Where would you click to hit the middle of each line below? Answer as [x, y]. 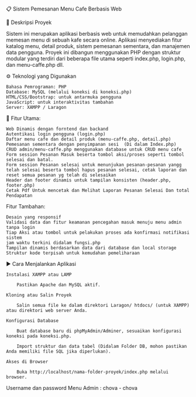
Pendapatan [19, 196]
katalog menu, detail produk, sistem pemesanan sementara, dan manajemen [98, 46]
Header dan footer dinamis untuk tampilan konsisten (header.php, [89, 180]
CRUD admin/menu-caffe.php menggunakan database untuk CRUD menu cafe [94, 149]
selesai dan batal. [30, 160]
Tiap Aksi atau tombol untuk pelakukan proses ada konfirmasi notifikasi [98, 232]
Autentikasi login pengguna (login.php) [56, 134]
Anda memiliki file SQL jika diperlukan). [59, 351]
